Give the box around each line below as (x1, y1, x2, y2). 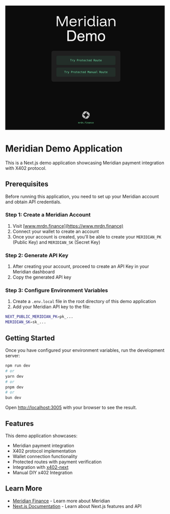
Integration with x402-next (12, 464, 69, 470)
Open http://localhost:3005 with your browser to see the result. (5, 405, 137, 411)
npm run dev (5, 363, 30, 368)
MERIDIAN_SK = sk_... (5, 320, 47, 325)
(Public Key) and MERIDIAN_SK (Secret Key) (12, 239, 101, 245)
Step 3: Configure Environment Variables (5, 287, 108, 294)
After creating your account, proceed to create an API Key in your (12, 263, 149, 269)
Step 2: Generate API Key (5, 252, 69, 259)
